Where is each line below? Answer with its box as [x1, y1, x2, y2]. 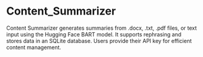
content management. [6, 44, 62, 51]
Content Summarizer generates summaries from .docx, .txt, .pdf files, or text [6, 24, 197, 32]
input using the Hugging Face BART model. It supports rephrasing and [6, 30, 182, 38]
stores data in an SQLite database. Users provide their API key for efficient [6, 37, 192, 44]
